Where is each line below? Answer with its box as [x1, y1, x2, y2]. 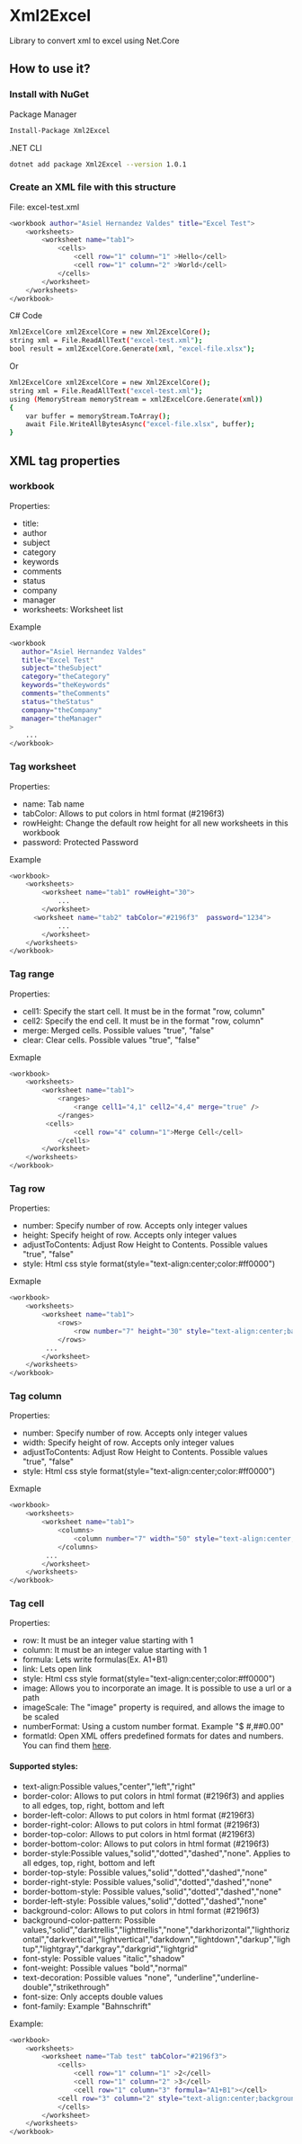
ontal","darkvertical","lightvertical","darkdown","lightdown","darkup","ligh [22, 1934, 290, 1944]
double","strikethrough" [22, 1981, 110, 1992]
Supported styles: [9, 1761, 78, 1772]
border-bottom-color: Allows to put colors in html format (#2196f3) [22, 1838, 270, 1849]
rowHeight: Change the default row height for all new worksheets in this [22, 817, 289, 828]
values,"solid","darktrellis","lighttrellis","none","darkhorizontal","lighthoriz [22, 1924, 290, 1934]
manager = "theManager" [21, 714, 102, 723]
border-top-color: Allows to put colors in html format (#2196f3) [22, 1828, 256, 1839]
